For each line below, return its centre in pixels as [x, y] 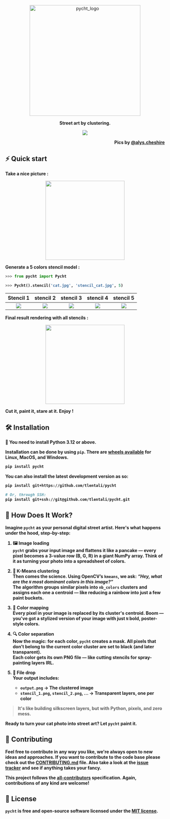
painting [22, 662]
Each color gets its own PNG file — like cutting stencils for [75, 657]
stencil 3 [71, 298]
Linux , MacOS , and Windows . [37, 457]
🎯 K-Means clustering [36, 571]
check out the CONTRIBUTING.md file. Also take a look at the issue [77, 762]
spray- [145, 657]
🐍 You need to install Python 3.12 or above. [51, 442]
